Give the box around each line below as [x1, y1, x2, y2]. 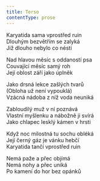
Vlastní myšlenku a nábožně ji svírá [6, 112, 94, 119]
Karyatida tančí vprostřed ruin [6, 143, 81, 150]
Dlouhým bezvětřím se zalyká [6, 38, 80, 45]
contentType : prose [6, 15, 56, 21]
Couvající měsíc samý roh [6, 62, 71, 70]
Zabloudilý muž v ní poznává [6, 105, 78, 112]
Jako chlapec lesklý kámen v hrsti [6, 118, 91, 125]
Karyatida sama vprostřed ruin [6, 31, 82, 38]
